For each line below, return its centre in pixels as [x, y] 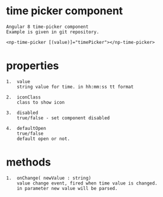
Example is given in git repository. [53, 32]
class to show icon [41, 102]
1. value [18, 81]
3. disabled [22, 113]
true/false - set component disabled [63, 118]
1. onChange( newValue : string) [49, 178]
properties [33, 66]
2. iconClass [24, 97]
